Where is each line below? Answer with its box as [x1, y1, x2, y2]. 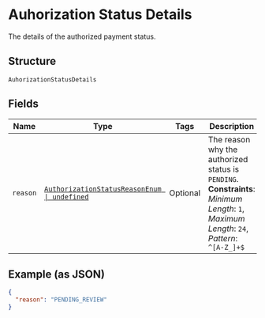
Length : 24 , [207, 223, 249, 234]
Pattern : [207, 233, 238, 244]
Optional [169, 187, 201, 199]
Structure [8, 55, 57, 68]
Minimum [207, 193, 243, 204]
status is [207, 164, 239, 175]
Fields [8, 97, 39, 111]
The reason [207, 134, 251, 145]
